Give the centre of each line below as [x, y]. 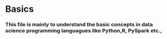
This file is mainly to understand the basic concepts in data [79, 25]
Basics [20, 9]
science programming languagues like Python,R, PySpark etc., [84, 31]
